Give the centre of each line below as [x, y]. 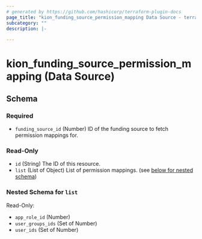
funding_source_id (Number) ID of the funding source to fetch [92, 129]
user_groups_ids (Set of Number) [56, 223]
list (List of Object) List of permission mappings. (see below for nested [104, 170]
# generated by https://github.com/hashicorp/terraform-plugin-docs [94, 12]
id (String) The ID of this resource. [58, 164]
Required [20, 116]
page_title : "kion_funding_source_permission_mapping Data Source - [94, 17]
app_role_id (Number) [42, 217]
